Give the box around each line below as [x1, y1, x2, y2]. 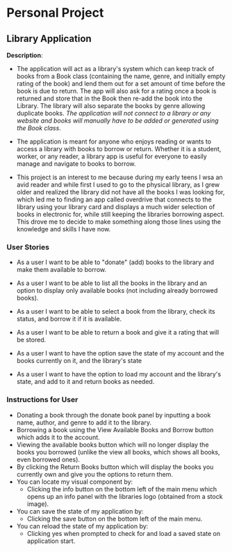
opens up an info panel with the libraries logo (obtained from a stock [26, 492, 223, 500]
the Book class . [16, 124, 62, 132]
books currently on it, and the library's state [16, 357, 142, 365]
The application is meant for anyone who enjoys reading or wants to [16, 137, 212, 146]
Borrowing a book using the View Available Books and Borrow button [16, 425, 214, 434]
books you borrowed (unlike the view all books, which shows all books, [16, 447, 220, 456]
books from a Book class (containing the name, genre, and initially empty [16, 72, 226, 80]
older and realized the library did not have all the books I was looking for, [16, 188, 225, 196]
